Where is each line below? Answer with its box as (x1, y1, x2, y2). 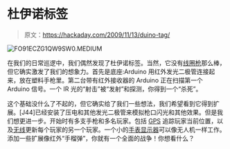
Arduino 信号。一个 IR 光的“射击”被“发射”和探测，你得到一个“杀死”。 (7, 85, 202, 93)
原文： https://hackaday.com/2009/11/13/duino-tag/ (24, 30, 170, 39)
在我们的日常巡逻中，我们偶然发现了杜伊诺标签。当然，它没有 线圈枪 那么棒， (7, 58, 226, 67)
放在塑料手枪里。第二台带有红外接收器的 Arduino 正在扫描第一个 (19, 76, 203, 84)
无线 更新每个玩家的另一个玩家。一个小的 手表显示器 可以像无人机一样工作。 (13, 125, 226, 134)
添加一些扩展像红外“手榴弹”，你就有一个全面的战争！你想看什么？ (7, 134, 195, 142)
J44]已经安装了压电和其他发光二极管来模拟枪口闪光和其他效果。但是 (21, 108, 218, 116)
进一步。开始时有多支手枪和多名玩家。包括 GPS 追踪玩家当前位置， (25, 116, 218, 125)
